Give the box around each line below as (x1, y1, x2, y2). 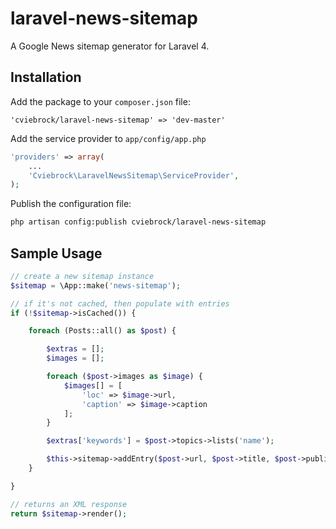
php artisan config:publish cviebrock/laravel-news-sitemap (10, 217, 267, 227)
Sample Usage (10, 245, 103, 262)
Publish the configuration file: (10, 198, 132, 210)
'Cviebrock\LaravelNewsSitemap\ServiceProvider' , (28, 170, 240, 181)
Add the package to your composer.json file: (10, 95, 191, 107)
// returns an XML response (10, 499, 128, 509)
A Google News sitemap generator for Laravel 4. (10, 40, 210, 52)
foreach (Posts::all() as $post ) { (28, 326, 177, 336)
